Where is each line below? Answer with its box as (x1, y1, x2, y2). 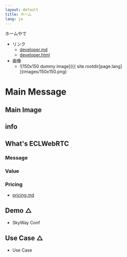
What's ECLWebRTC (5, 139, 69, 148)
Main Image (5, 105, 42, 114)
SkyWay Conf (12, 219, 40, 225)
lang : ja (5, 16, 23, 21)
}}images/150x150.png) (19, 69, 67, 75)
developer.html (19, 52, 50, 58)
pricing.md (12, 192, 34, 198)
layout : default (5, 7, 38, 12)
